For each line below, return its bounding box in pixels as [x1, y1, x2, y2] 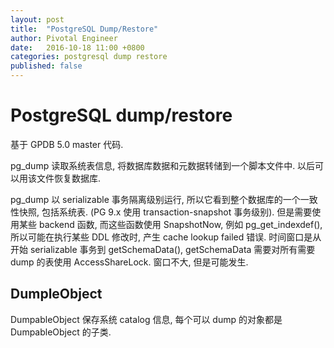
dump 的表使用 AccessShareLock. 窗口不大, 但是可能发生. [10, 256, 249, 268]
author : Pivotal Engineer [10, 33, 118, 43]
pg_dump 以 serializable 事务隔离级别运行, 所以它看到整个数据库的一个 [10, 193, 301, 205]
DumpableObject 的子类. [10, 326, 112, 338]
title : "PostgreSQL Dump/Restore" [10, 24, 159, 34]
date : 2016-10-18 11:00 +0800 [10, 42, 145, 53]
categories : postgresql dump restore [10, 52, 168, 62]
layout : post [10, 14, 65, 25]
